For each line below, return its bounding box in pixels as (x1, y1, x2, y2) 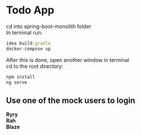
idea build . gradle (6, 40, 51, 46)
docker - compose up (6, 46, 51, 51)
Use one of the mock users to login (6, 95, 136, 105)
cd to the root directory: (6, 63, 63, 70)
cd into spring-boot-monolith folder (6, 23, 92, 30)
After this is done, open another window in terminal (6, 56, 130, 63)
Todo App (6, 4, 54, 17)
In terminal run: (6, 29, 43, 36)
